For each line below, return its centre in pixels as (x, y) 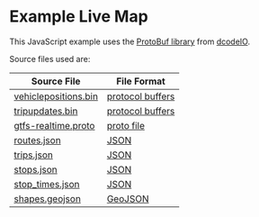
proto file (126, 125)
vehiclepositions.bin (56, 96)
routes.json (37, 140)
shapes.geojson (47, 198)
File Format (141, 81)
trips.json (34, 155)
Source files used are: (50, 59)
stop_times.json (47, 184)
